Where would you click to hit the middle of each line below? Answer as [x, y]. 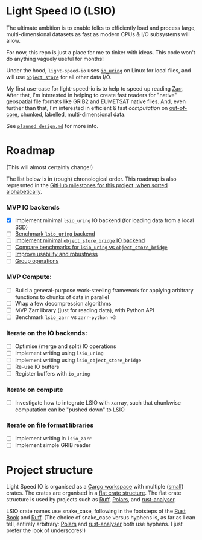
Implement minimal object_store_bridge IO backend [80, 240]
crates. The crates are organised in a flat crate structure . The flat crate [94, 493]
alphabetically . [24, 191]
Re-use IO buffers [37, 367]
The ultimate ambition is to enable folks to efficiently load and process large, [101, 28]
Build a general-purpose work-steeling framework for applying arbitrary [104, 290]
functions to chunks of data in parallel [62, 297]
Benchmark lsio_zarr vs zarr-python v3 [65, 317]
